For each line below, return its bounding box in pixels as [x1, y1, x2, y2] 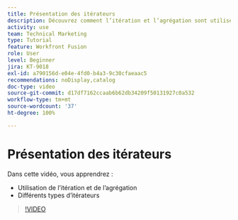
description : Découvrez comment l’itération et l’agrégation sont [7, 17, 208, 24]
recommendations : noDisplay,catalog [7, 76, 115, 84]
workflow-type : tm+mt [7, 97, 72, 104]
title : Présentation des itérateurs [7, 10, 115, 18]
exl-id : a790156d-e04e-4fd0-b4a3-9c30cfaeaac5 [7, 70, 147, 77]
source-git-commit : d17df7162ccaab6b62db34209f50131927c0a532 [7, 89, 195, 97]
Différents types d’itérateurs [17, 191, 100, 199]
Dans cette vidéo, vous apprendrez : [7, 170, 113, 178]
